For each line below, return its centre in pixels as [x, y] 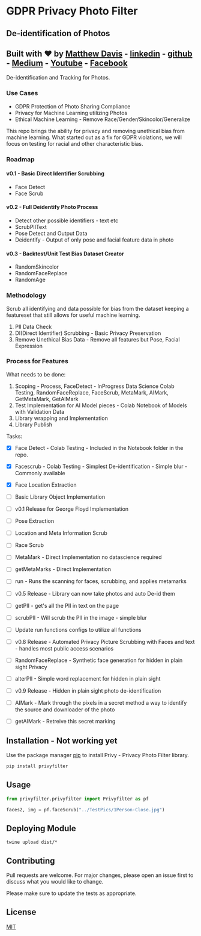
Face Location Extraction [46, 485]
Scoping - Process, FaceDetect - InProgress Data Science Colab [94, 386]
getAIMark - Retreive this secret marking [65, 722]
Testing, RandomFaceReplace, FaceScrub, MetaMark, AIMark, [92, 392]
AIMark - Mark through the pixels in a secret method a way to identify [101, 703]
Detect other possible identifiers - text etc [67, 220]
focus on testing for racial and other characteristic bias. [75, 143]
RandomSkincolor [37, 267]
